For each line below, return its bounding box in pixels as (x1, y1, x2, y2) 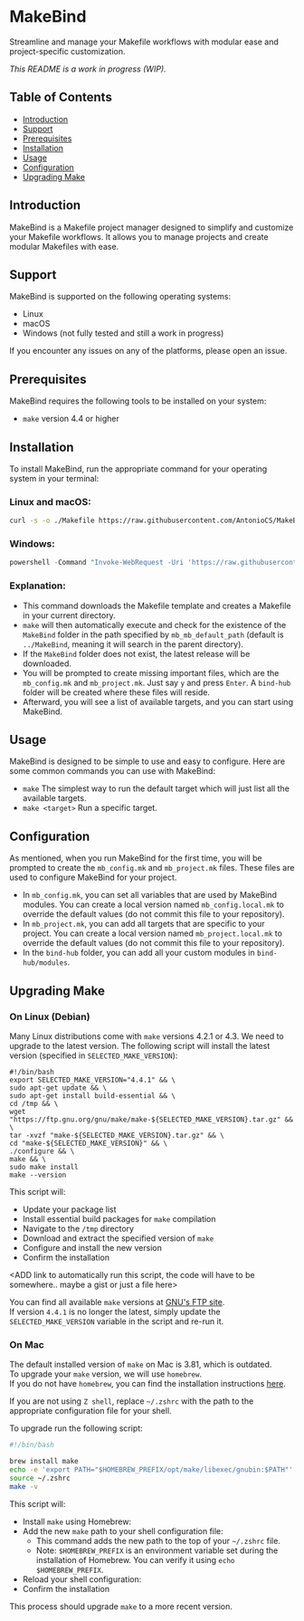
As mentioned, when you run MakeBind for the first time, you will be (9, 853, 262, 863)
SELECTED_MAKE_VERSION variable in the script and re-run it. (9, 1315, 224, 1327)
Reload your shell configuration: (22, 1573, 142, 1585)
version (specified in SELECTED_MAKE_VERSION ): (9, 1050, 178, 1061)
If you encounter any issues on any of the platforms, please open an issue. (9, 346, 288, 357)
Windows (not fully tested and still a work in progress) (22, 328, 224, 339)
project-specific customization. (9, 45, 126, 56)
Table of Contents (9, 90, 113, 105)
